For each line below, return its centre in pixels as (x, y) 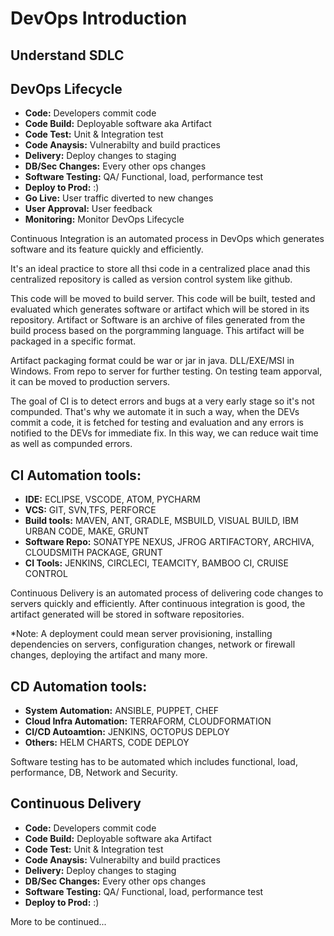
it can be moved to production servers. (90, 382)
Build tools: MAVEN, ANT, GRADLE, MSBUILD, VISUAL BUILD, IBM (161, 521)
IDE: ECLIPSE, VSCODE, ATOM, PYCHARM (112, 499)
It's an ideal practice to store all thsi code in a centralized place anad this (160, 269)
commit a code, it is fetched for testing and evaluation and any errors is (157, 423)
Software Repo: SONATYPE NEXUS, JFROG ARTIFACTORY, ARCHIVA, (169, 542)
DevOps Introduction (99, 18)
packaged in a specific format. (73, 341)
